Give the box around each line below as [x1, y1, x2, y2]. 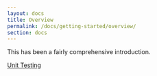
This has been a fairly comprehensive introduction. [7, 48, 151, 56]
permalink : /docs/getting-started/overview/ [7, 23, 136, 29]
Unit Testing [7, 61, 41, 69]
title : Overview [7, 16, 53, 23]
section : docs [7, 29, 48, 36]
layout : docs [7, 10, 45, 17]
